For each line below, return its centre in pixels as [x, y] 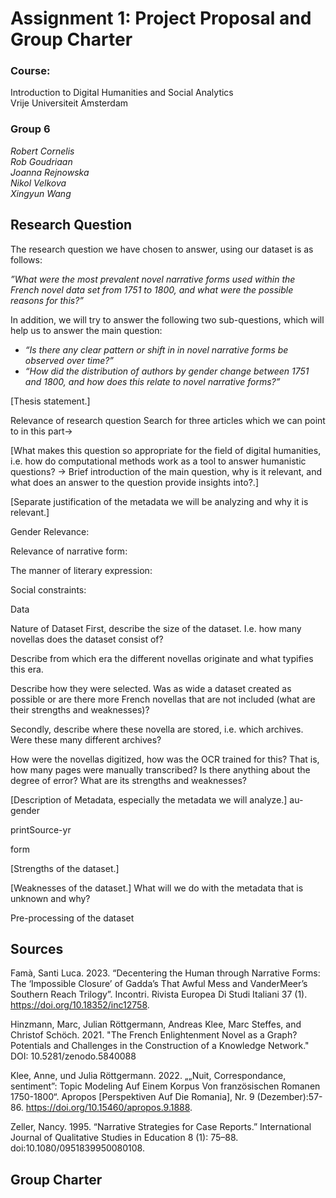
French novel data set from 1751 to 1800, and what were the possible [152, 289]
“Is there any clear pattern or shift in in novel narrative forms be [156, 349]
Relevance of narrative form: [69, 551]
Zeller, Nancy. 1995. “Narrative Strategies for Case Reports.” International [161, 1127]
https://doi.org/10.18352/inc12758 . [80, 1005]
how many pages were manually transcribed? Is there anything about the [160, 769]
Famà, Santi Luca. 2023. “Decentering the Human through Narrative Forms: [165, 973]
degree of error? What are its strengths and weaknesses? [129, 780]
